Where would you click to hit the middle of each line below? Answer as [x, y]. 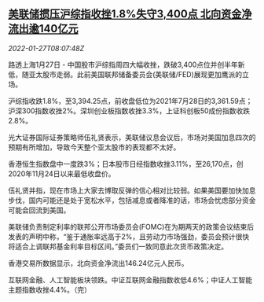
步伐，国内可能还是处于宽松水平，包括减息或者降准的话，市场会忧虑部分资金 [132, 200]
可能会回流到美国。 [39, 210]
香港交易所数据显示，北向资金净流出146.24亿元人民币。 [98, 263]
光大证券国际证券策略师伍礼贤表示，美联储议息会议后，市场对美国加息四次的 [132, 137]
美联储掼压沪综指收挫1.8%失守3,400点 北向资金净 [130, 14]
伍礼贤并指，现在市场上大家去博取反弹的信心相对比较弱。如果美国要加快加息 [132, 190]
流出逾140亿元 [43, 29]
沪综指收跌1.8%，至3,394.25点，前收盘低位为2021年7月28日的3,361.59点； [130, 101]
